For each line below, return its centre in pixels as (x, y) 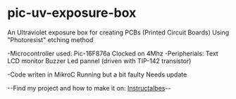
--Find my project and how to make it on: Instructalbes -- (89, 88)
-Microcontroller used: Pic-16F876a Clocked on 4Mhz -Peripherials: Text (113, 53)
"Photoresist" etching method (50, 39)
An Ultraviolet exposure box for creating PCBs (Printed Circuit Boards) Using (118, 32)
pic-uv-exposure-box (72, 13)
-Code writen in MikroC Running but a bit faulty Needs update (97, 74)
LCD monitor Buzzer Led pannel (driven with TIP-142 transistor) (99, 60)
